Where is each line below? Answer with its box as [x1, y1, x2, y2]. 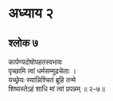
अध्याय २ [8, 4, 54, 22]
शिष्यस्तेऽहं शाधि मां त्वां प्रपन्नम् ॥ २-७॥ [8, 84, 106, 93]
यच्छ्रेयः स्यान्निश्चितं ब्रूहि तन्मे [8, 76, 76, 84]
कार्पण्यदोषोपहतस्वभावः [8, 57, 63, 67]
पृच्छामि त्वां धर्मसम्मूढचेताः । [8, 66, 77, 76]
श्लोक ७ [8, 36, 38, 49]
